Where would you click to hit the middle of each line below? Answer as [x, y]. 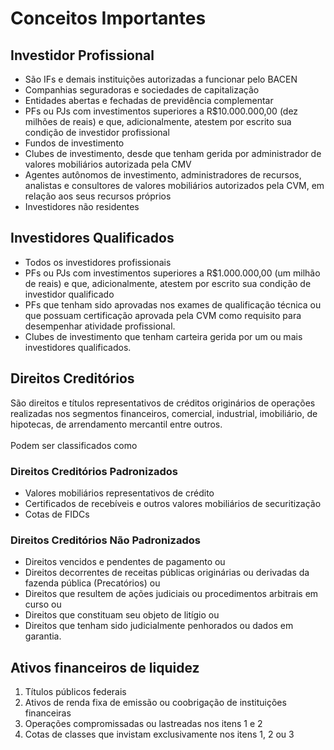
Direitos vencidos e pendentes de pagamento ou [125, 562]
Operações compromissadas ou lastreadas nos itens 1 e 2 [143, 724]
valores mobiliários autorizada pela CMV [108, 164]
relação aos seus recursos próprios [98, 196]
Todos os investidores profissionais [98, 262]
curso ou [43, 604]
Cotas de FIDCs [57, 514]
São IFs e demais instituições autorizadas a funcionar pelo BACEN [161, 79]
